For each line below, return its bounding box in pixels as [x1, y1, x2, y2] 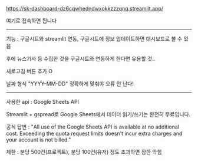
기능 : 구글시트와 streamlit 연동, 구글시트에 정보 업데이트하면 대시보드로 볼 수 [6, 35, 183, 42]
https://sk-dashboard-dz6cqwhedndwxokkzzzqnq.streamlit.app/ [6, 5, 164, 12]
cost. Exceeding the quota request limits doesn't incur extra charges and [6, 130, 183, 137]
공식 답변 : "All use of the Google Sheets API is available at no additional [6, 123, 180, 130]
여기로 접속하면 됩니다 [6, 17, 57, 24]
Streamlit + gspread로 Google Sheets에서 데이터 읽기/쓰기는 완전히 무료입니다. [6, 111, 191, 117]
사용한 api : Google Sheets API [6, 98, 80, 105]
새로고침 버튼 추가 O [6, 68, 53, 74]
